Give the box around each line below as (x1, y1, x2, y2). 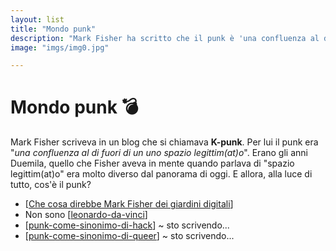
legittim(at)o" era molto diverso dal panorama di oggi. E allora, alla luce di (10, 168, 313, 180)
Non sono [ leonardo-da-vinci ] (24, 209, 148, 221)
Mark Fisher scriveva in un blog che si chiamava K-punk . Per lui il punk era (10, 136, 319, 148)
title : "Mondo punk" (10, 24, 97, 34)
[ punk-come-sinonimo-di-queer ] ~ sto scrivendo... (24, 230, 235, 242)
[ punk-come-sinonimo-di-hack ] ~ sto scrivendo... (24, 219, 230, 231)
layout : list (10, 14, 65, 25)
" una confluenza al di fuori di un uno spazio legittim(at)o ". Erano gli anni (10, 147, 308, 159)
